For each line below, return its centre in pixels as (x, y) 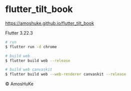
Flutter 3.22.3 (19, 33)
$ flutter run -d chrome (31, 47)
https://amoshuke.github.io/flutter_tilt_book (49, 23)
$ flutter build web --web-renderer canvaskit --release (66, 74)
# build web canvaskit (29, 70)
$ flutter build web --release (38, 61)
